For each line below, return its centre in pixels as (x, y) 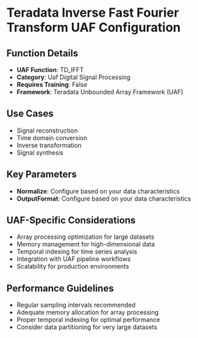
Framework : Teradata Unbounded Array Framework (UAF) (100, 92)
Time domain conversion (52, 137)
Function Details (43, 53)
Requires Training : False (52, 84)
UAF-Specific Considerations (71, 220)
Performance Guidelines (60, 288)
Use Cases (30, 113)
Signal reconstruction (47, 130)
